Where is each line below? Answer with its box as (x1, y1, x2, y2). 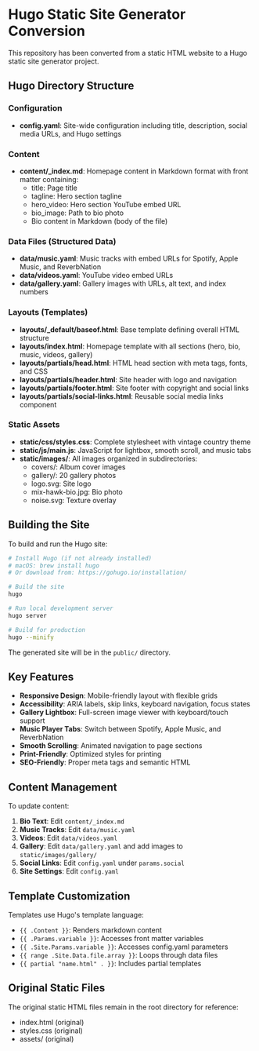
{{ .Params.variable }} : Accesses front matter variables (19, 933, 204, 943)
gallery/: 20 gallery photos (31, 470, 117, 480)
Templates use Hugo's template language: (8, 910, 145, 919)
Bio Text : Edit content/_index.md (19, 816, 125, 826)
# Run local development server (8, 604, 113, 612)
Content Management (8, 780, 117, 794)
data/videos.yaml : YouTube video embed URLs (19, 271, 174, 280)
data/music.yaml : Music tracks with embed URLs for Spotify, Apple (19, 254, 239, 264)
